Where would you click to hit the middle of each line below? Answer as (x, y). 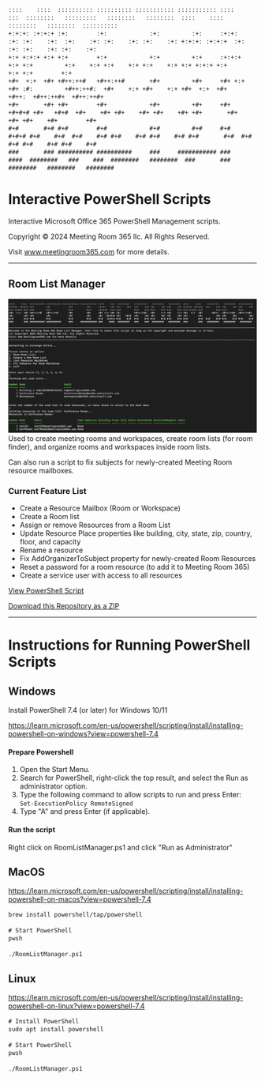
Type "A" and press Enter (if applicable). (85, 812)
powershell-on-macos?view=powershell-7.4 (80, 899)
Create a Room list (50, 517)
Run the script (32, 830)
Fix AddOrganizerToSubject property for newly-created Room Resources (138, 559)
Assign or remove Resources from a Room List (95, 525)
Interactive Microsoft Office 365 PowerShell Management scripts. (114, 221)
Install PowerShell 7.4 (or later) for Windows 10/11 (88, 710)
